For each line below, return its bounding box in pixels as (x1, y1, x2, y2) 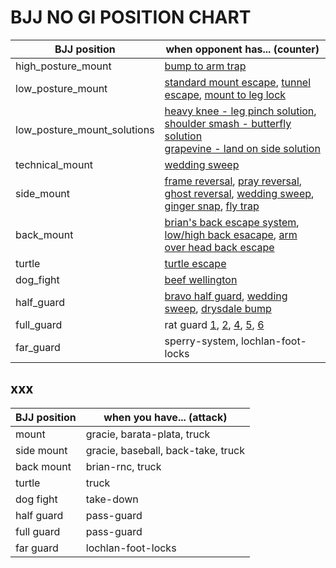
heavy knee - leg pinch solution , (164, 104, 317, 118)
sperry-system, (164, 334, 239, 348)
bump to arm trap (164, 59, 247, 73)
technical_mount (15, 157, 94, 171)
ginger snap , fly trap (164, 199, 260, 213)
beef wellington (164, 272, 238, 286)
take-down (85, 492, 139, 506)
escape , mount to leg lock (164, 87, 287, 101)
